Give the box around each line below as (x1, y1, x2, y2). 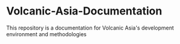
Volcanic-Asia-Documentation (6, 4, 163, 18)
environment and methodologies (6, 30, 87, 37)
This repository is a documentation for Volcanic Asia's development (6, 24, 175, 31)
